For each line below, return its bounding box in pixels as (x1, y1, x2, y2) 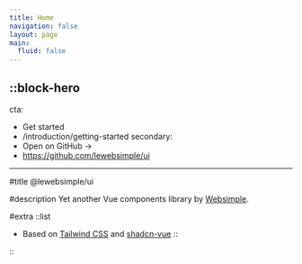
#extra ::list (9, 211, 51, 222)
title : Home (9, 13, 54, 23)
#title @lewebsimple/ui (9, 176, 94, 187)
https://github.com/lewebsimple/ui (22, 150, 150, 160)
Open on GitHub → (22, 141, 93, 151)
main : (9, 38, 30, 48)
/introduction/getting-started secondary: (22, 131, 173, 141)
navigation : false (9, 22, 78, 31)
